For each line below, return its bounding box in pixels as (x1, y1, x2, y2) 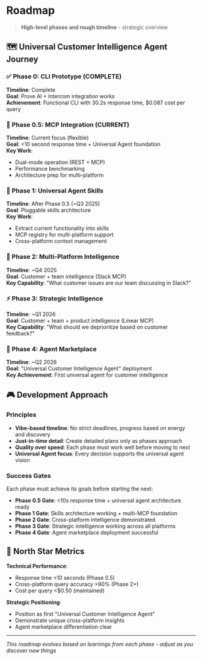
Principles (6, 411, 37, 419)
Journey (6, 54, 38, 65)
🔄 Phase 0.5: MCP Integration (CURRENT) (6, 120, 130, 129)
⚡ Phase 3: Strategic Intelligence (6, 294, 103, 303)
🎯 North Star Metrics (6, 547, 85, 557)
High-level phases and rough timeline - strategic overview (20, 24, 168, 31)
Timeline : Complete (6, 86, 56, 94)
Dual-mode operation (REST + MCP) (14, 158, 105, 166)
